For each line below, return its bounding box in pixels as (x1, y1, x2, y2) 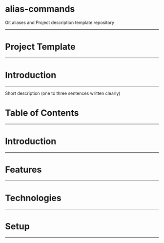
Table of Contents (5, 107, 79, 118)
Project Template (5, 41, 76, 52)
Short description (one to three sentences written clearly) (5, 90, 121, 96)
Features (5, 164, 42, 175)
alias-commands (5, 3, 75, 15)
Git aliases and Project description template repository (5, 20, 115, 25)
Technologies (5, 192, 62, 203)
